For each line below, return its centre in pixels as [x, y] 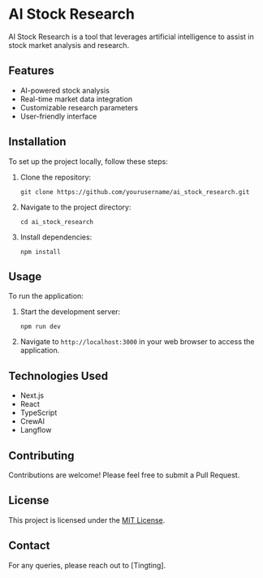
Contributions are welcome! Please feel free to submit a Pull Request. [124, 475]
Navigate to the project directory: [75, 207]
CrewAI [32, 421]
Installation [37, 142]
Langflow [36, 430]
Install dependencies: [56, 237]
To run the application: [46, 296]
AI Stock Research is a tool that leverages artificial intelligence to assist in [131, 37]
